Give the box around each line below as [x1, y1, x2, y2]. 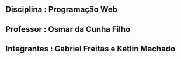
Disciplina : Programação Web [5, 5, 118, 14]
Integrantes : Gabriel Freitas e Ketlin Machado [5, 44, 176, 54]
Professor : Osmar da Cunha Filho [5, 24, 131, 34]
